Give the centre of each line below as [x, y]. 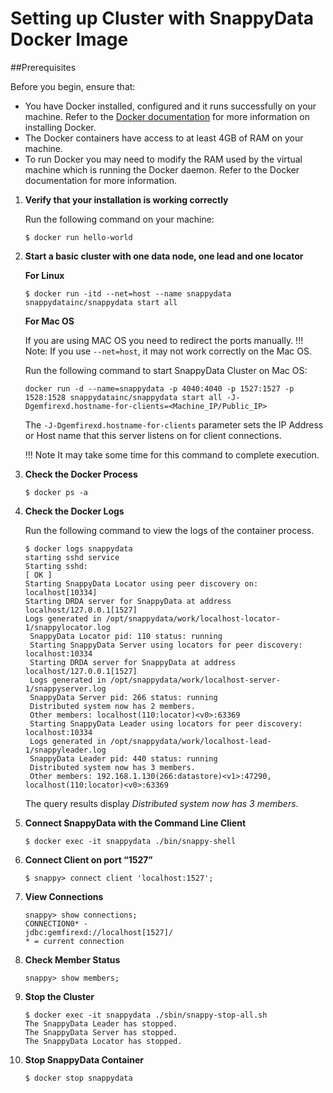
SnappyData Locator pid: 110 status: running [126, 636]
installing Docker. [60, 127]
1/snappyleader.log [65, 750]
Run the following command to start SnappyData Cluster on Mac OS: [166, 370]
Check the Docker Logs [74, 511]
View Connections [64, 896]
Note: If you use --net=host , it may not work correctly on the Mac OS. [168, 351]
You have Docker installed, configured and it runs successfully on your [170, 106]
